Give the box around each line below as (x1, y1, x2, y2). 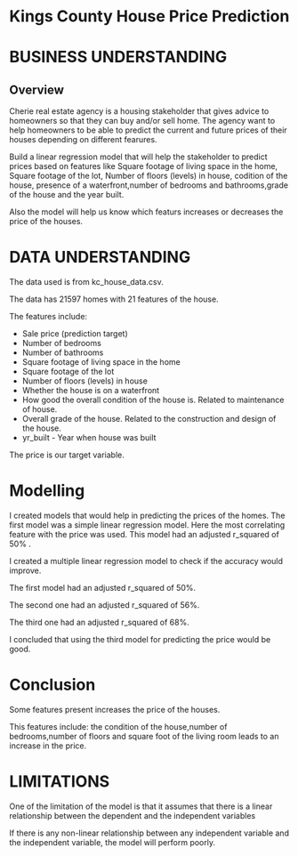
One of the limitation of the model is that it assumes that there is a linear (9, 801, 273, 812)
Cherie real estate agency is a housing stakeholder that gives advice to (9, 106, 270, 117)
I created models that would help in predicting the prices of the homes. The (9, 510, 286, 521)
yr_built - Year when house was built (21, 432, 157, 443)
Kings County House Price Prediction (9, 6, 290, 27)
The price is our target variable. (9, 449, 125, 460)
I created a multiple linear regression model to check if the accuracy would (9, 556, 283, 567)
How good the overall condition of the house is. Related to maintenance (21, 394, 285, 406)
